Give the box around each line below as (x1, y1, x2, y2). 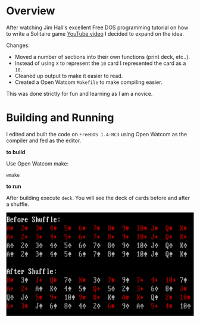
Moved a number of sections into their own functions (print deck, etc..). (14, 53, 190, 60)
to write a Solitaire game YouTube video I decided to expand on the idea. (6, 30, 185, 37)
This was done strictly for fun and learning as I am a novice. (6, 90, 153, 97)
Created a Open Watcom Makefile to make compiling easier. (14, 79, 162, 86)
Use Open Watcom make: (6, 160, 69, 167)
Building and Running (6, 111, 114, 124)
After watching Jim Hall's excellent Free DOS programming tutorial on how (6, 24, 189, 31)
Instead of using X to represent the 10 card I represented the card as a (14, 60, 186, 67)
